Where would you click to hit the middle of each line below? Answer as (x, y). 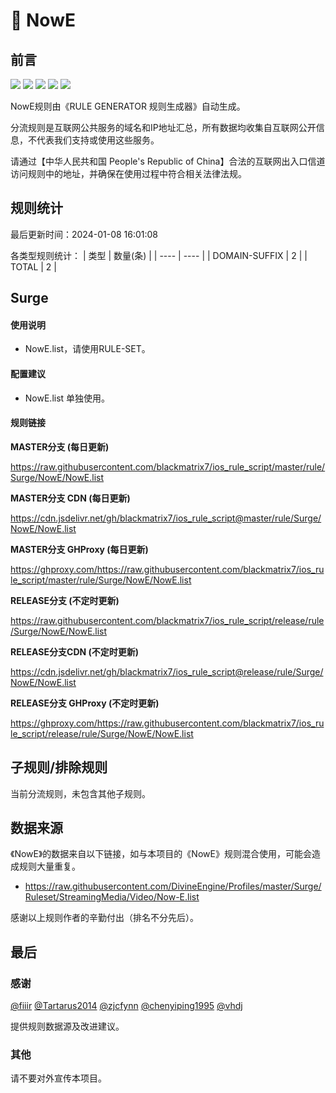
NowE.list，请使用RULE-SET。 (87, 349)
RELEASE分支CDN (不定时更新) (75, 651)
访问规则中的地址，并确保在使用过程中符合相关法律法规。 (128, 173)
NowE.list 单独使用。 (67, 398)
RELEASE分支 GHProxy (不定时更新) (85, 703)
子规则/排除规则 (59, 767)
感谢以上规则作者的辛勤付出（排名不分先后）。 (104, 918)
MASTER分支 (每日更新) (60, 446)
